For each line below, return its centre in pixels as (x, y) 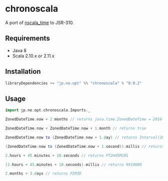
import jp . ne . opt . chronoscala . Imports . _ (48, 110)
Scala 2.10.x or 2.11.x (33, 56)
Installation (23, 71)
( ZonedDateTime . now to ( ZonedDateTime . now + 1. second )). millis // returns (85, 146)
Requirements (27, 38)
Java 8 (19, 50)
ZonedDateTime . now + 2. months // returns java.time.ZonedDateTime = (78, 119)
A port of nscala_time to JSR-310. (39, 23)
